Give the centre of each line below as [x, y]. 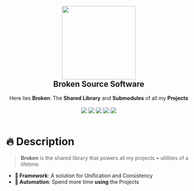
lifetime [29, 165]
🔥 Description [40, 141]
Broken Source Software [99, 84]
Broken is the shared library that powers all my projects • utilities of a [104, 158]
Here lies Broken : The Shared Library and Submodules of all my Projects [99, 98]
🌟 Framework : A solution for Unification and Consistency [83, 176]
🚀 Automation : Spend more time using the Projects [77, 182]
